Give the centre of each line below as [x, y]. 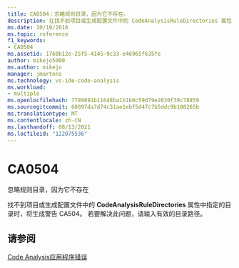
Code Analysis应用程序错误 [47, 257]
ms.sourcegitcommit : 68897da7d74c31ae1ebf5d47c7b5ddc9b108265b [103, 107]
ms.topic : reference [38, 34]
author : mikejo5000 [36, 61]
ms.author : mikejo [35, 67]
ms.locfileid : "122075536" [47, 134]
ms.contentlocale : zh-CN [44, 120]
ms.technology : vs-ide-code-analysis [63, 80]
